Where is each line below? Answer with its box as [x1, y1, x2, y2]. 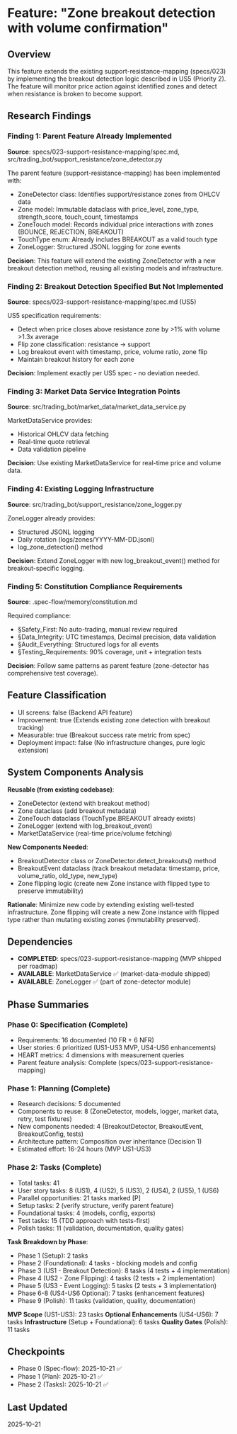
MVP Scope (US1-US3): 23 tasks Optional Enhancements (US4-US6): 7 [7, 1310, 219, 1319]
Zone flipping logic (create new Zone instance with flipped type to [17, 879, 210, 887]
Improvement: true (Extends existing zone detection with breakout [17, 715, 211, 724]
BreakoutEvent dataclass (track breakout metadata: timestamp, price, [17, 864, 220, 872]
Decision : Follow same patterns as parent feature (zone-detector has [7, 661, 209, 670]
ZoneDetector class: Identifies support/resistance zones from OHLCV [17, 190, 221, 198]
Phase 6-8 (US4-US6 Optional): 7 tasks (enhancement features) [17, 1289, 205, 1297]
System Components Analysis [7, 766, 144, 778]
